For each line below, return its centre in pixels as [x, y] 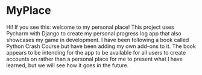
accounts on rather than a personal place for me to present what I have [94, 59]
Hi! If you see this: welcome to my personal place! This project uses [90, 27]
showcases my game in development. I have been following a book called [98, 40]
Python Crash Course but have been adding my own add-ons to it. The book [101, 46]
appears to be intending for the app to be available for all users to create [96, 52]
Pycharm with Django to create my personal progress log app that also [94, 33]
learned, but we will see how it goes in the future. [68, 65]
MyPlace [29, 10]
